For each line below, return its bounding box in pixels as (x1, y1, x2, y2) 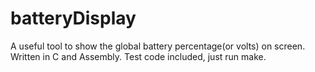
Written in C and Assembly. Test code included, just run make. (10, 50, 267, 62)
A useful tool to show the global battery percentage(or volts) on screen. (10, 40, 306, 52)
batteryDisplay (10, 7, 137, 30)
